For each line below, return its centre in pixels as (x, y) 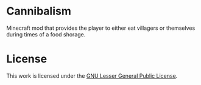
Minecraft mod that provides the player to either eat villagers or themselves (101, 28)
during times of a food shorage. (46, 34)
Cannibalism (39, 11)
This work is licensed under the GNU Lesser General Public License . (92, 76)
